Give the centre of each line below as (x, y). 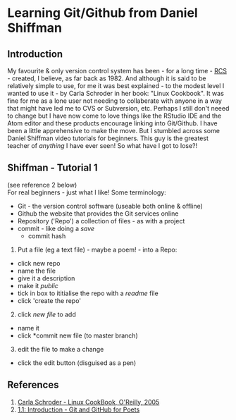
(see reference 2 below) (42, 185)
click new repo (39, 263)
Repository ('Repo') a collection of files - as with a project (101, 221)
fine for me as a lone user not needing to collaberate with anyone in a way (114, 101)
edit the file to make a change (61, 349)
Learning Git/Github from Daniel (103, 13)
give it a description (46, 278)
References (33, 385)
